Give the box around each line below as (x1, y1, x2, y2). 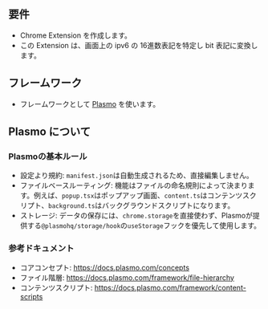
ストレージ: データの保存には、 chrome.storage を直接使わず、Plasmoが (19, 211, 253, 221)
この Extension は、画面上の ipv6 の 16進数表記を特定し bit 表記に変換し (19, 40, 258, 50)
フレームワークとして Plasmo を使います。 (19, 99, 160, 108)
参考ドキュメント (8, 243, 75, 254)
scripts (19, 291, 43, 301)
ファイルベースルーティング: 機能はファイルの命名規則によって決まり (19, 181, 249, 190)
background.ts (47, 202, 95, 210)
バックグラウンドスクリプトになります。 (101, 201, 235, 210)
